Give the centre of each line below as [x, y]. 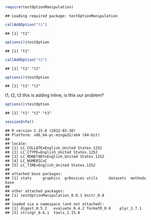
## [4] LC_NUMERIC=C [26, 161]
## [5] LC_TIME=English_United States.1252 [50, 165]
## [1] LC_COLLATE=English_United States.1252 [54, 148]
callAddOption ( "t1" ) [26, 25]
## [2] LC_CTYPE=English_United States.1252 [51, 152]
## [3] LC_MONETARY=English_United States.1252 [55, 157]
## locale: [16, 144]
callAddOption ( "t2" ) [26, 60]
